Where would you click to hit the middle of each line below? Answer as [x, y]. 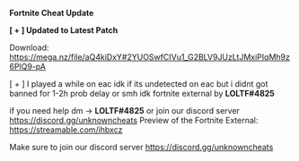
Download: [29, 47]
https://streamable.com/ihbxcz [66, 130]
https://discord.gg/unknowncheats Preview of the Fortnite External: [134, 120]
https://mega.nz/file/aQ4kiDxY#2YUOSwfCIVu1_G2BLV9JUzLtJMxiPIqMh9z [149, 57]
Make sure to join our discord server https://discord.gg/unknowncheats [141, 147]
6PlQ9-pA [28, 67]
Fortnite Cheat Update [52, 13]
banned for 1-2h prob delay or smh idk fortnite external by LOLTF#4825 [142, 93]
